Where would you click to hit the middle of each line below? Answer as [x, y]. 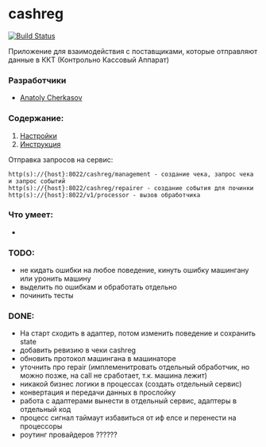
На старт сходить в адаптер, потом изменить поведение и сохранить [138, 333]
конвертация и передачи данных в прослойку [98, 393]
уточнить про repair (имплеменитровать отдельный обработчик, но [135, 367]
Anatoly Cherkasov [51, 98]
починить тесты [46, 296]
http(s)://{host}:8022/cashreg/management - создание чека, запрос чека [131, 174]
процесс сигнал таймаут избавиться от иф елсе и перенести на [128, 418]
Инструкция [40, 144]
